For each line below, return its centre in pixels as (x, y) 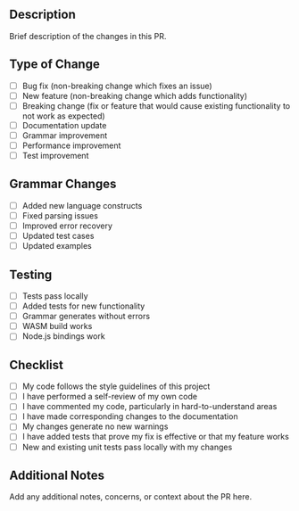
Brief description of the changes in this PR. (88, 36)
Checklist (37, 365)
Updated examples (57, 246)
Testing (31, 274)
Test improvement (55, 156)
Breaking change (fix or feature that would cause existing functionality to (156, 105)
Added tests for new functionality (83, 306)
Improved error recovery (67, 226)
